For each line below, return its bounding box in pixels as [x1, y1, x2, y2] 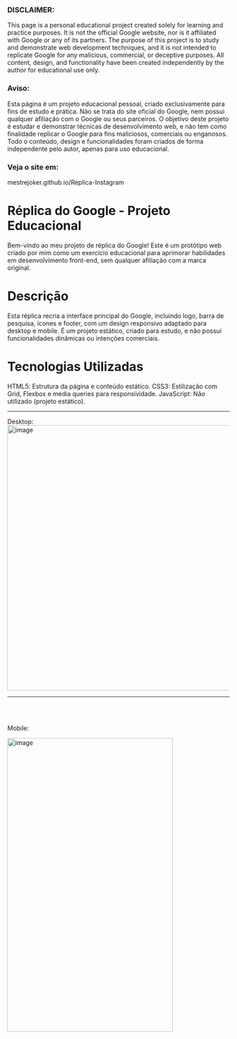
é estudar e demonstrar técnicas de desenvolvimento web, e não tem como [7, 122, 227, 130]
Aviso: [7, 83, 30, 93]
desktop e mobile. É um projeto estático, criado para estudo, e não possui [7, 326, 222, 335]
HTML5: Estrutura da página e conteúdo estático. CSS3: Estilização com [7, 382, 218, 391]
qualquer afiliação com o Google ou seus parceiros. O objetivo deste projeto [7, 114, 229, 123]
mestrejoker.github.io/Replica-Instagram [7, 178, 125, 186]
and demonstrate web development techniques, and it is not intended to [7, 44, 217, 52]
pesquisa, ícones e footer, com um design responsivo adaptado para [7, 319, 207, 327]
